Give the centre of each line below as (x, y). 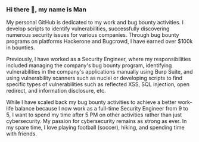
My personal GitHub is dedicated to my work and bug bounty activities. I (95, 23)
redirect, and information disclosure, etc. (56, 91)
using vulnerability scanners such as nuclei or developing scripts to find (94, 78)
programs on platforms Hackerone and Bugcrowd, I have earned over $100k (99, 42)
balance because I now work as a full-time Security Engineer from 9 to (102, 109)
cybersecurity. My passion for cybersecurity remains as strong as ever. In (97, 121)
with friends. (22, 134)
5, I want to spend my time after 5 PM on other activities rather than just (94, 115)
